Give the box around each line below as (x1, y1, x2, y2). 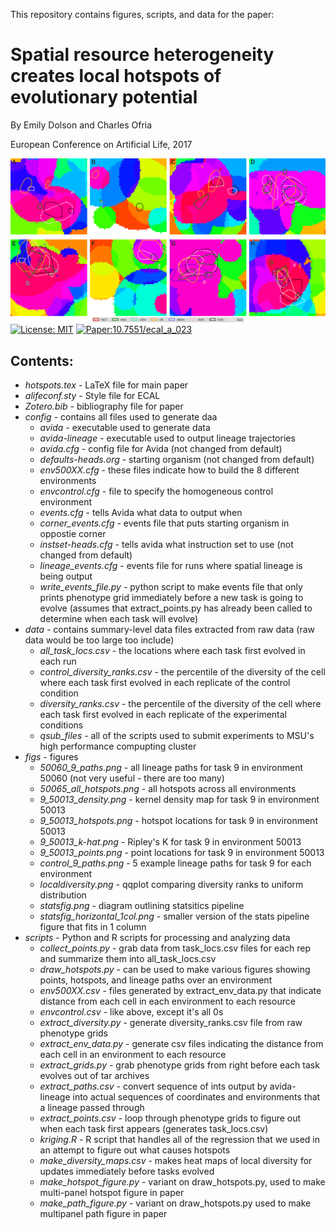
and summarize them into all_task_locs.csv (39, 953, 217, 965)
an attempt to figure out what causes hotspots (39, 1144, 231, 1156)
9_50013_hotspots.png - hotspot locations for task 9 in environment (39, 815, 318, 827)
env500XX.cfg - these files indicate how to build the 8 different (39, 464, 300, 476)
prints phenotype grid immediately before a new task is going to (39, 592, 304, 604)
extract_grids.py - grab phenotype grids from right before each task (39, 1059, 320, 1071)
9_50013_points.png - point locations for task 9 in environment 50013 (39, 847, 325, 859)
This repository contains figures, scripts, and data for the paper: (10, 9, 275, 20)
